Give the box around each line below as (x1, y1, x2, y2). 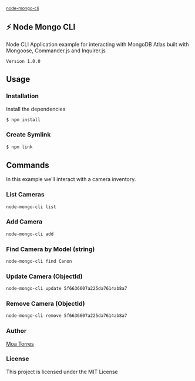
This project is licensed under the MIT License (6, 368, 119, 375)
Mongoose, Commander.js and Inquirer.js (6, 47, 106, 54)
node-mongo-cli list (6, 203, 57, 210)
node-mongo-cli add (6, 231, 54, 237)
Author (6, 327, 27, 335)
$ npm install (6, 116, 41, 123)
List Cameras (6, 190, 45, 199)
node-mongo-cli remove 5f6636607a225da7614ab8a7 (6, 313, 127, 319)
